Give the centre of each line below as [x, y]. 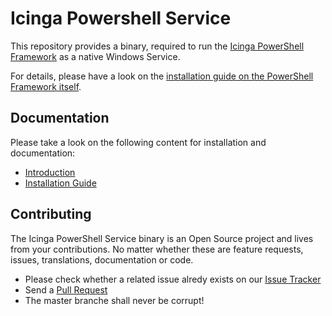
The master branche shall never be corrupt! [114, 300]
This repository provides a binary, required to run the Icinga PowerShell [157, 46]
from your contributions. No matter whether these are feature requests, [157, 249]
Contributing [51, 214]
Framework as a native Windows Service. [95, 56]
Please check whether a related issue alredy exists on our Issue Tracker [173, 279]
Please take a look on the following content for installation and [138, 142]
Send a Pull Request [66, 289]
